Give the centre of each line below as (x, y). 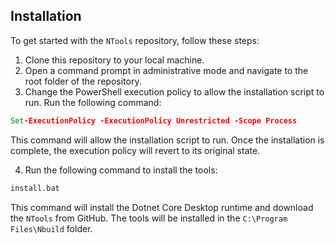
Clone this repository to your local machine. (114, 60)
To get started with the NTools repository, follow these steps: (135, 40)
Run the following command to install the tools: (121, 170)
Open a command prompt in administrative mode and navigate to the (166, 70)
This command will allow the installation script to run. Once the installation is (167, 140)
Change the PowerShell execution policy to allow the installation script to (174, 91)
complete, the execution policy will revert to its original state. (135, 150)
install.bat (35, 188)
